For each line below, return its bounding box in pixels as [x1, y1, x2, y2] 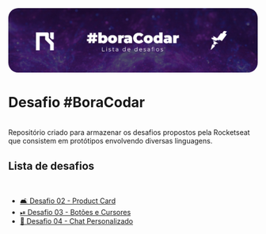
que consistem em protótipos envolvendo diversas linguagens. [8, 136, 213, 146]
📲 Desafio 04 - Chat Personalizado [19, 217, 133, 226]
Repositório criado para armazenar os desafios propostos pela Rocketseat [8, 128, 251, 137]
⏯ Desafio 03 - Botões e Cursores [19, 208, 131, 217]
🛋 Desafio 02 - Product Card [19, 196, 116, 205]
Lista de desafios [8, 159, 95, 173]
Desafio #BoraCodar [8, 93, 145, 111]
